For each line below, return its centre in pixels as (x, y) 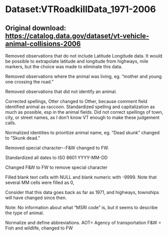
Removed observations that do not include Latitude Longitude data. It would (84, 56)
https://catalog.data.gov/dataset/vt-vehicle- (77, 36)
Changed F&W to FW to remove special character (57, 167)
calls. (11, 123)
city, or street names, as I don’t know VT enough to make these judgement (82, 117)
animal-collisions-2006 (43, 44)
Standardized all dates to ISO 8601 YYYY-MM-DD (57, 157)
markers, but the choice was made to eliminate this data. (64, 66)
